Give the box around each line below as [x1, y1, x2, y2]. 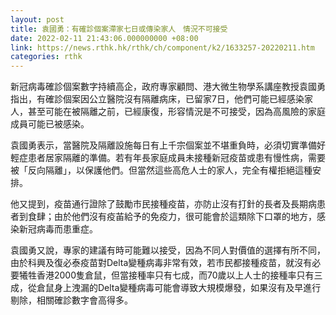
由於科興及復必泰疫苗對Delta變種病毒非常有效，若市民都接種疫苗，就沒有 [10, 257, 313, 269]
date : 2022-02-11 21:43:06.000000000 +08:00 [10, 33, 199, 43]
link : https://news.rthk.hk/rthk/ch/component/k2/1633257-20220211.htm [10, 42, 315, 53]
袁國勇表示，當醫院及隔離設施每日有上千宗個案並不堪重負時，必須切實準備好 [10, 139, 326, 151]
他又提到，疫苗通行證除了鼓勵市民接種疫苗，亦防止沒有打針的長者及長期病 [10, 198, 317, 210]
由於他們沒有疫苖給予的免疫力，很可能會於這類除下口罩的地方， [53, 211, 317, 223]
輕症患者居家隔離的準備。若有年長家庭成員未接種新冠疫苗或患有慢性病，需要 [10, 152, 326, 164]
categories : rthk [10, 52, 83, 62]
